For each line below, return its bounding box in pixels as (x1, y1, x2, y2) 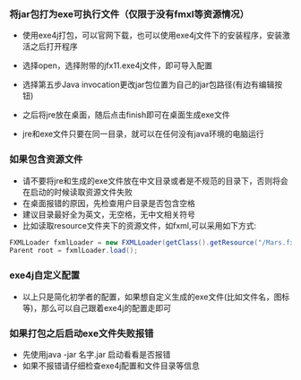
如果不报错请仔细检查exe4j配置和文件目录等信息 (21, 360, 200, 371)
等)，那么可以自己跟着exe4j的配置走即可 (21, 302, 172, 313)
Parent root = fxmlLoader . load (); (9, 246, 139, 255)
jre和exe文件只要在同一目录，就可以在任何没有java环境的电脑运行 (21, 128, 264, 140)
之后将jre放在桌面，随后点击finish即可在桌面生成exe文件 (21, 109, 230, 120)
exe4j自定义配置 (9, 269, 81, 281)
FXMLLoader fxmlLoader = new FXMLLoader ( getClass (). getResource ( (9, 237, 258, 247)
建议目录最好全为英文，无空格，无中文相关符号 (21, 209, 195, 220)
